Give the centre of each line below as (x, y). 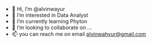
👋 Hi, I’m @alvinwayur (38, 9)
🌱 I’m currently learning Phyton (49, 21)
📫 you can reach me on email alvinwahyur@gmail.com (79, 34)
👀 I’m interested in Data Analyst (50, 15)
